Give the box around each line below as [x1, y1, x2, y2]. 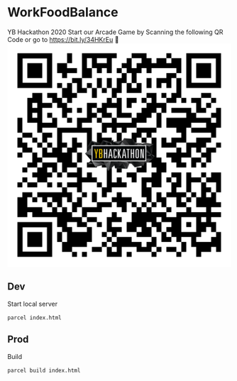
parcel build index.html [7, 367, 81, 374]
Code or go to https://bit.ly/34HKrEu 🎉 [7, 35, 119, 43]
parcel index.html [7, 314, 62, 321]
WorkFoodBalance [7, 4, 118, 21]
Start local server [7, 299, 58, 308]
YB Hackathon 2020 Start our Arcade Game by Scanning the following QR [7, 28, 224, 36]
